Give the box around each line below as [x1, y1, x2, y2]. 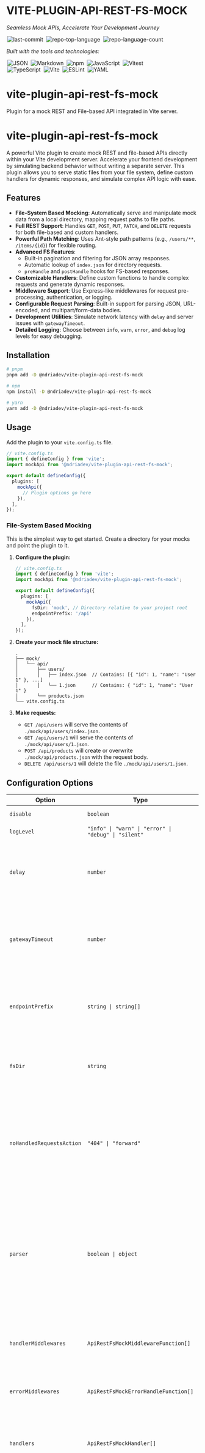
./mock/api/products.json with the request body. [24, 753, 148, 761]
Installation [6, 350, 50, 361]
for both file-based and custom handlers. [15, 229, 119, 236]
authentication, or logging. [46, 293, 113, 301]
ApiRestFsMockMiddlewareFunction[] [87, 1339, 191, 1347]
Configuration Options [6, 777, 93, 788]
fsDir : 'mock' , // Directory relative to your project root [31, 604, 188, 611]
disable [9, 810, 32, 818]
